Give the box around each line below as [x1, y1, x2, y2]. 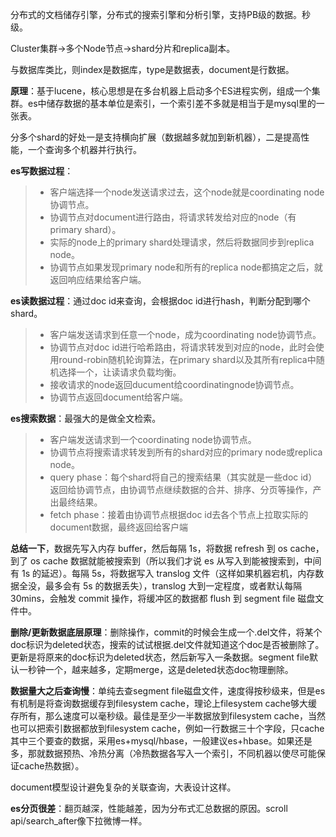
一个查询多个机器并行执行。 [27, 144, 142, 155]
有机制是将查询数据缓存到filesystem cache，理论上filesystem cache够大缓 [10, 698, 318, 709]
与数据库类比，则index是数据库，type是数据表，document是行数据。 [10, 64, 295, 75]
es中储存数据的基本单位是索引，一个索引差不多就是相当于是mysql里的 [27, 98, 317, 109]
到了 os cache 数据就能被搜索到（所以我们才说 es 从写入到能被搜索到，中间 [10, 555, 322, 567]
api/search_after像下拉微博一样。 [10, 815, 148, 827]
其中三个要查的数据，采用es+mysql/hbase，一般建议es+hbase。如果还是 [10, 735, 313, 747]
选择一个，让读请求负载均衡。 [58, 366, 182, 378]
